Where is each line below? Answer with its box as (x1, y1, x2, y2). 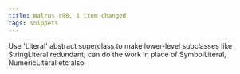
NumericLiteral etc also (8, 57, 85, 68)
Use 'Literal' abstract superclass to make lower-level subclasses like (8, 41, 233, 50)
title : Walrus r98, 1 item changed (8, 11, 127, 20)
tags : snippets (8, 19, 59, 27)
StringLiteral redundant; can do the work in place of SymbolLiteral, (8, 49, 227, 59)
